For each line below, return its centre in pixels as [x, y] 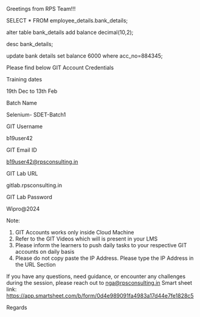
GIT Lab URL [22, 173]
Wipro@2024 [23, 209]
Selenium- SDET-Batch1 [36, 114]
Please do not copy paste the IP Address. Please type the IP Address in [104, 258]
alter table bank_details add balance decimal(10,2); [70, 32]
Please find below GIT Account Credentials [60, 67]
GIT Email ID [22, 150]
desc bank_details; [30, 44]
